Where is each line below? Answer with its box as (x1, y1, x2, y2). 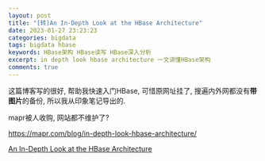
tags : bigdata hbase (8, 41, 77, 49)
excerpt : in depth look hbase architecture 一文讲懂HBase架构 (8, 56, 211, 64)
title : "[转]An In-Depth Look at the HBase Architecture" (8, 19, 203, 27)
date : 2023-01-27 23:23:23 (8, 26, 98, 34)
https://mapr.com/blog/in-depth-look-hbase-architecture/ (8, 128, 197, 138)
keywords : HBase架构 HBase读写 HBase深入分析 (8, 48, 152, 56)
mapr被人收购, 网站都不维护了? (8, 113, 109, 122)
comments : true (8, 63, 59, 71)
